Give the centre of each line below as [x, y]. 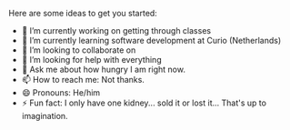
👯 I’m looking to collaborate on [79, 50]
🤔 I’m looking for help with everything [91, 60]
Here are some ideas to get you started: [83, 13]
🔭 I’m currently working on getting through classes [116, 30]
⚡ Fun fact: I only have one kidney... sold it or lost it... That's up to [144, 103]
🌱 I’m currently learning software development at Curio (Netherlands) [151, 40]
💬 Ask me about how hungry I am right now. [103, 69]
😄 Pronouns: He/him [61, 93]
